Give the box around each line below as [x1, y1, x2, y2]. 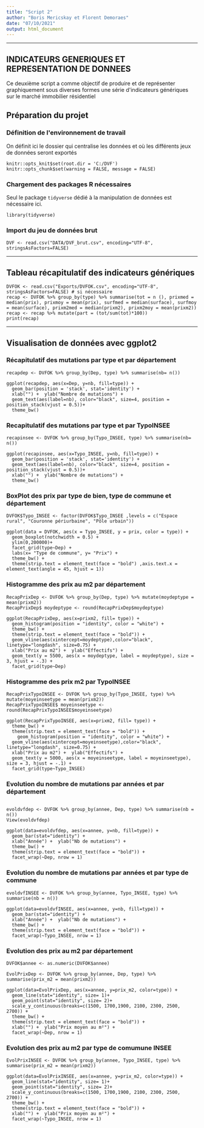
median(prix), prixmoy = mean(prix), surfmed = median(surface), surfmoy [6, 299, 197, 306]
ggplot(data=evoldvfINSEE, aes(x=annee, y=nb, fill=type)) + [6, 906, 165, 912]
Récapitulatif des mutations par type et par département [6, 356, 176, 364]
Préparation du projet [6, 110, 89, 120]
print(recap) [6, 316, 39, 322]
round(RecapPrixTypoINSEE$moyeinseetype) [6, 707, 113, 714]
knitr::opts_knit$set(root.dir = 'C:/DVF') [6, 161, 118, 167]
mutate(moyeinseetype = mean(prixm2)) [6, 697, 104, 703]
